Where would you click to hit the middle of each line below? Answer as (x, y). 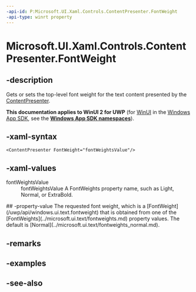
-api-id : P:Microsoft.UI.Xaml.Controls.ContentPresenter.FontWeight (92, 11)
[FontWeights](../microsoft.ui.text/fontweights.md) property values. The (93, 219)
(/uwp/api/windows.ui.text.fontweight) (52, 213)
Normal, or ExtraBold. (47, 195)
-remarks (24, 244)
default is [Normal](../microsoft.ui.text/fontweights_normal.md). (83, 225)
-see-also (24, 283)
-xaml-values (31, 168)
